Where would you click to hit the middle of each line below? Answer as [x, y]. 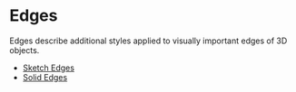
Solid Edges [45, 77]
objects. [25, 50]
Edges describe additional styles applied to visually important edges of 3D [148, 41]
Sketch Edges [49, 68]
